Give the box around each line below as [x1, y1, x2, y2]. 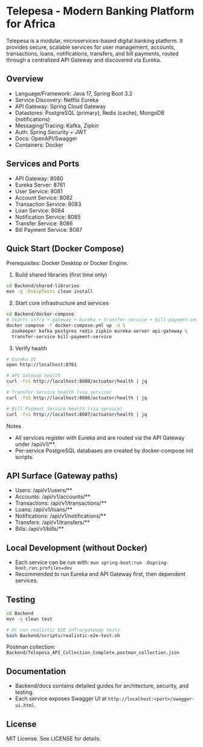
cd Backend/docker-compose [6, 311, 74, 318]
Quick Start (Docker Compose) [6, 243, 124, 254]
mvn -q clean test [6, 616, 53, 622]
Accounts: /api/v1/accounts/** [14, 493, 91, 501]
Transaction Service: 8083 [14, 200, 82, 208]
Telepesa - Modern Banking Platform [6, 4, 195, 18]
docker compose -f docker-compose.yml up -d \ [6, 322, 126, 329]
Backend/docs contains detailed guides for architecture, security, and [14, 682, 189, 690]
